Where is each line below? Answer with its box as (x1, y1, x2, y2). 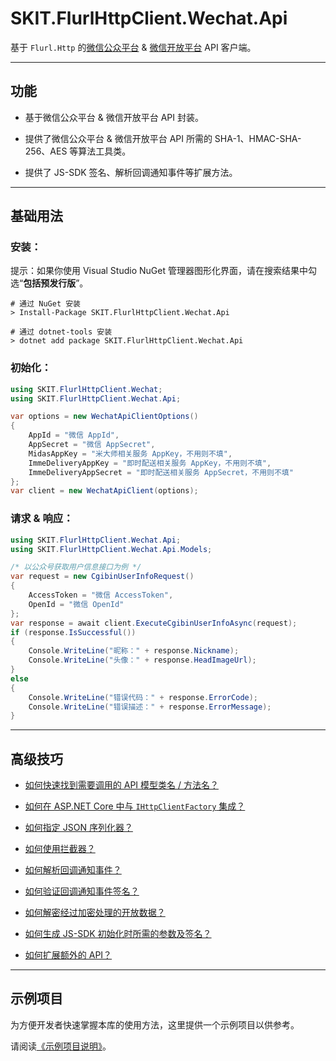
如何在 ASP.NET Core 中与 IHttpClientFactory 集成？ (24, 800, 246, 812)
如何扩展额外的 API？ (24, 949, 113, 961)
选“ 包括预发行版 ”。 (10, 277, 89, 289)
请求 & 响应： (10, 512, 74, 526)
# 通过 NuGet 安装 (10, 299, 81, 309)
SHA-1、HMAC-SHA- (214, 132, 302, 144)
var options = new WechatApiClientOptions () (10, 412, 199, 422)
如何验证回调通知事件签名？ (24, 885, 140, 897)
